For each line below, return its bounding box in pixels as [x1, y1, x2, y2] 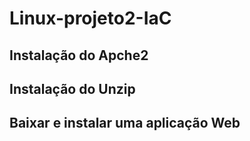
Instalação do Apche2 [9, 47, 149, 64]
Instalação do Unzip [9, 80, 136, 97]
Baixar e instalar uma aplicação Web [9, 115, 241, 132]
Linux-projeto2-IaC [9, 7, 172, 30]
